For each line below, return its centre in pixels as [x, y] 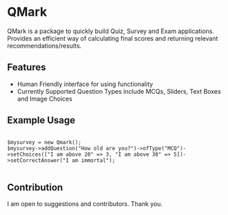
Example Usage [41, 120]
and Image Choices [44, 99]
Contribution [35, 187]
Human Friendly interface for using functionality [85, 84]
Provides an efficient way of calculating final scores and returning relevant [113, 38]
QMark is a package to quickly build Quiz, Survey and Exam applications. [111, 31]
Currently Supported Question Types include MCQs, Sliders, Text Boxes [119, 91]
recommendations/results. [44, 45]
